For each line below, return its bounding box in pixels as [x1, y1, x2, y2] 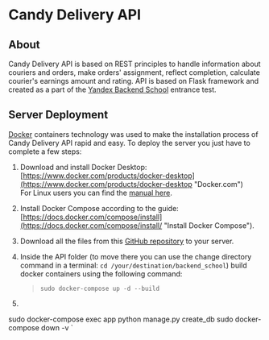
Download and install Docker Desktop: [19, 162, 147, 172]
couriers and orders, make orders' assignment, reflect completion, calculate [8, 68, 260, 77]
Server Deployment [8, 108, 109, 122]
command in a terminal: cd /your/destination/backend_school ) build [19, 260, 247, 270]
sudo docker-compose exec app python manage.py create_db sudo [8, 314, 234, 324]
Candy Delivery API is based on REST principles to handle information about [8, 59, 261, 68]
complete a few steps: [8, 147, 82, 156]
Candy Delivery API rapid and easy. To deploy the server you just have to [8, 138, 251, 147]
